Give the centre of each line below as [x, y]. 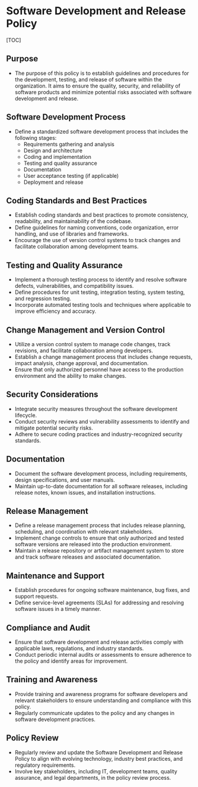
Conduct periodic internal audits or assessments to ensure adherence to [103, 655]
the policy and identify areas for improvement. [71, 661]
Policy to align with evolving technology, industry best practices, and [99, 758]
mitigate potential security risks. [54, 428]
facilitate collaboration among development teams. [76, 247]
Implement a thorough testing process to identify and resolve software [101, 280]
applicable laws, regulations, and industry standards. [79, 648]
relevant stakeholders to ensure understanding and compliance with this [103, 700]
